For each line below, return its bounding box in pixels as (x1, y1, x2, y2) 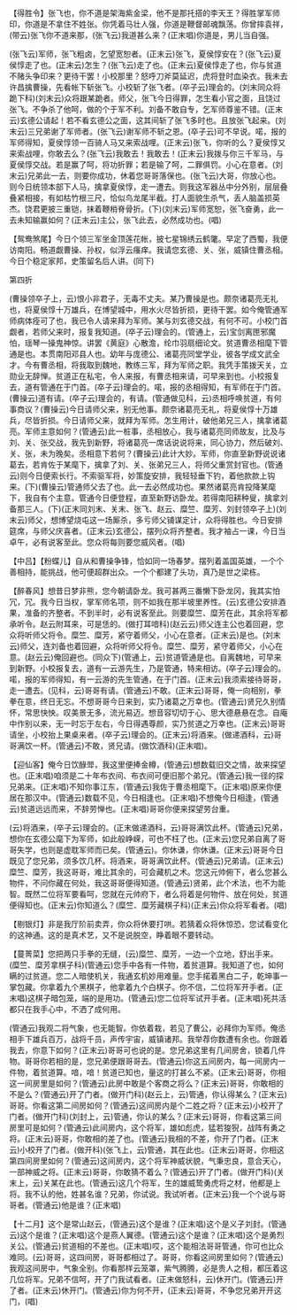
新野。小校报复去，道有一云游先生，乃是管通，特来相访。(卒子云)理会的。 (16, 663, 286, 673)
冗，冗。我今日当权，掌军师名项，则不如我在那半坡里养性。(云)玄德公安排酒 (9, 597, 286, 607)
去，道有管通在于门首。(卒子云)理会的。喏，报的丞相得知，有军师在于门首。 (9, 382, 286, 392)
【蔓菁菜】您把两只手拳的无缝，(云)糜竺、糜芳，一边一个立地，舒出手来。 (9, 948, 278, 959)
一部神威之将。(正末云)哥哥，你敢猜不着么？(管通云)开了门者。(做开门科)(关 (9, 1167, 285, 1177)
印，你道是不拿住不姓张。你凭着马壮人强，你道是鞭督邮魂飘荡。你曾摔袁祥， (9, 19, 288, 29)
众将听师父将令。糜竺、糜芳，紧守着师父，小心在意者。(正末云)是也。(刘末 (9, 630, 281, 640)
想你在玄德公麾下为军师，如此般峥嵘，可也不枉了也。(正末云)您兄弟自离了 (9, 833, 278, 844)
